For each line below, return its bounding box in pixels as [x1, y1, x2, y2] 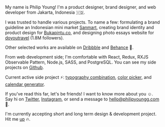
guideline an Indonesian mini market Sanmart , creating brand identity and [5, 25, 154, 30]
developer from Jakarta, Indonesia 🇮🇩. [5, 9, 85, 15]
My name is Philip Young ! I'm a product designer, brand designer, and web [5, 4, 156, 10]
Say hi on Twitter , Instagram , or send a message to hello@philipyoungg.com [5, 96, 160, 102]
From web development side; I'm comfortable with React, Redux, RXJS [5, 54, 149, 60]
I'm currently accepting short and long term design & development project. [5, 111, 157, 117]
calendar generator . [5, 81, 45, 87]
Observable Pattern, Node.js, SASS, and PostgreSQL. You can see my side [5, 59, 157, 65]
